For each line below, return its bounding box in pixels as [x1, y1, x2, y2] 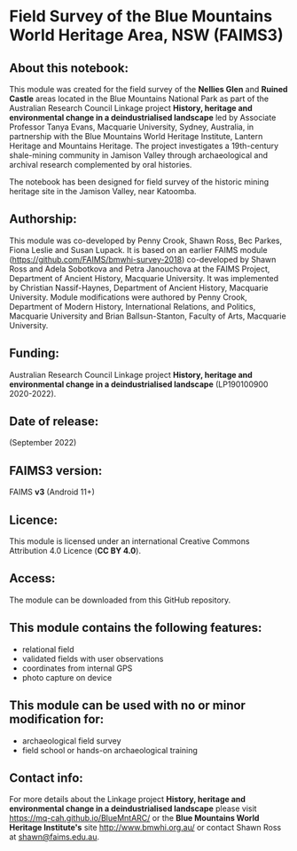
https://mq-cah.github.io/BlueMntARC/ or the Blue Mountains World [9, 813, 260, 823]
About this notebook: [9, 60, 129, 75]
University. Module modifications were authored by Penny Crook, [9, 291, 248, 303]
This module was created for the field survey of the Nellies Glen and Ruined [9, 84, 288, 94]
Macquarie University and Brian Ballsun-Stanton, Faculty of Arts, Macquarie [9, 311, 286, 321]
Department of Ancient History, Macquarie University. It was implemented [9, 272, 279, 283]
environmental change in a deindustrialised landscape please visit [9, 803, 257, 814]
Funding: [9, 346, 60, 361]
